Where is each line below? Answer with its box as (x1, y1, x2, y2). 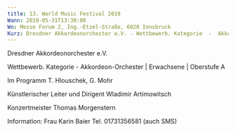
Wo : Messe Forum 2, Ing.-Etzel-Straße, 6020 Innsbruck (7, 23, 171, 30)
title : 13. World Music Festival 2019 (7, 10, 121, 18)
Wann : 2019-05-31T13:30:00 (7, 17, 86, 24)
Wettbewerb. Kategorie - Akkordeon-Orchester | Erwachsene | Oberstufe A (7, 62, 225, 71)
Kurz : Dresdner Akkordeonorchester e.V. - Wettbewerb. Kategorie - (7, 29, 212, 37)
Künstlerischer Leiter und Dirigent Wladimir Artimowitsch (7, 90, 172, 98)
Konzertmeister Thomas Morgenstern (7, 103, 116, 112)
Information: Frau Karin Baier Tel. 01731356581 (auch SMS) (7, 117, 178, 126)
